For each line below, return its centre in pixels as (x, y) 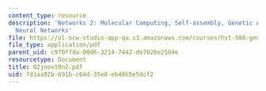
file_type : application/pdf (55, 45)
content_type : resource (47, 15)
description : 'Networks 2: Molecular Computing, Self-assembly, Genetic (131, 23)
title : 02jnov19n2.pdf (46, 67)
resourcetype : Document (47, 60)
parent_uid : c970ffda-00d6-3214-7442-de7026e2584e (93, 52)
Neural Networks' (44, 30)
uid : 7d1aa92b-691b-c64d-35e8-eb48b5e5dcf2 (81, 74)
